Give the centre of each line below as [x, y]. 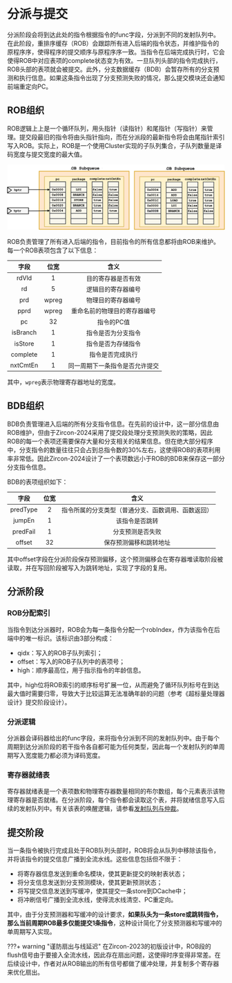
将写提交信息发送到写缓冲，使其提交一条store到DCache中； [102, 891]
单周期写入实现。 [31, 931]
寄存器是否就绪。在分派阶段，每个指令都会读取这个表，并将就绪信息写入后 [119, 800]
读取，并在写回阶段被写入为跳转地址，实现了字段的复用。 [89, 568]
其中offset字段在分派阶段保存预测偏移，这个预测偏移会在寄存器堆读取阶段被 [115, 559]
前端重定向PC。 [30, 86]
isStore [24, 344]
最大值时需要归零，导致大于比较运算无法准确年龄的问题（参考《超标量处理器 [116, 693]
